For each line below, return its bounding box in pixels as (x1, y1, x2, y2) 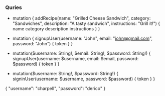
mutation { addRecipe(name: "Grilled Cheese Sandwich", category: (12, 15, 151, 21)
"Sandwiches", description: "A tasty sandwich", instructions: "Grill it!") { (12, 20, 160, 26)
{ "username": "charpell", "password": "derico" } (5, 86, 106, 92)
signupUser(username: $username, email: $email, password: (12, 56, 139, 62)
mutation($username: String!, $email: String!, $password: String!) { (12, 50, 151, 56)
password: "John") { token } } (12, 41, 73, 47)
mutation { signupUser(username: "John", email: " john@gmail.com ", (12, 35, 153, 41)
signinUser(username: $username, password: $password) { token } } (12, 76, 155, 82)
